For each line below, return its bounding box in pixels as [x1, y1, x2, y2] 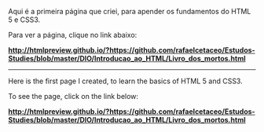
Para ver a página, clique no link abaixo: [8, 31, 137, 39]
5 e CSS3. [8, 15, 41, 24]
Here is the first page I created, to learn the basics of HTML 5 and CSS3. [8, 76, 243, 86]
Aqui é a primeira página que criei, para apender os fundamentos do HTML [8, 7, 251, 16]
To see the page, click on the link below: [8, 92, 139, 101]
